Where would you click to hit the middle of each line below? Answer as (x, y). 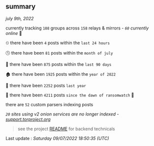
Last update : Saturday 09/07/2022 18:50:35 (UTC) (58, 138)
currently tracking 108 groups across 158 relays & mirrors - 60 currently (77, 28)
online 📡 (14, 33)
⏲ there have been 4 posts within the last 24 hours (58, 43)
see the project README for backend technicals (66, 129)
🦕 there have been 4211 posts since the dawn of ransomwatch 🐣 (70, 95)
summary (21, 7)
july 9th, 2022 (20, 18)
